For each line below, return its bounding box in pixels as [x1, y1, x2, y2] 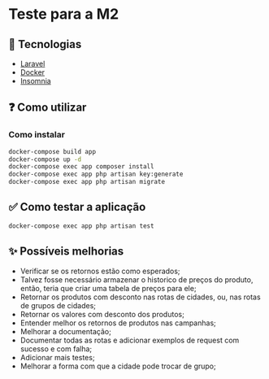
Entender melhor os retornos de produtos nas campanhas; [20, 318, 217, 328]
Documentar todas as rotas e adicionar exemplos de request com [20, 335, 240, 345]
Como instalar [8, 129, 65, 141]
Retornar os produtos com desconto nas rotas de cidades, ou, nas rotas [20, 292, 262, 302]
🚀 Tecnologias [8, 37, 82, 51]
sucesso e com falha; [20, 343, 93, 354]
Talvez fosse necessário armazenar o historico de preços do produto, [20, 274, 254, 285]
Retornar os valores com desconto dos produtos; [20, 309, 184, 319]
